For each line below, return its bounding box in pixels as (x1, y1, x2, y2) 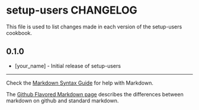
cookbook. (6, 29, 33, 36)
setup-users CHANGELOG (6, 4, 137, 17)
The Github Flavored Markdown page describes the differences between (6, 90, 184, 98)
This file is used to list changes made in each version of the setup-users (6, 23, 182, 30)
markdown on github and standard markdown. (6, 97, 119, 104)
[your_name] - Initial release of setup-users (14, 62, 121, 69)
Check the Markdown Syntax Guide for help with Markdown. (6, 79, 154, 86)
